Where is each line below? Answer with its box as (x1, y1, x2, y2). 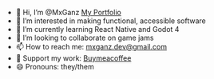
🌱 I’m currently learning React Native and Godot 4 (15, 25, 180, 34)
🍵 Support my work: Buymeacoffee (15, 53, 132, 63)
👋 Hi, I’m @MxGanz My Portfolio (15, 8, 121, 17)
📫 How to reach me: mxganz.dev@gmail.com (15, 42, 168, 51)
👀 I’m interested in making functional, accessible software (15, 16, 206, 26)
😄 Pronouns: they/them (15, 62, 94, 71)
